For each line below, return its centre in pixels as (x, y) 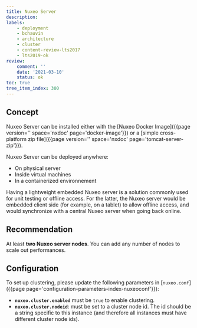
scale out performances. (36, 250)
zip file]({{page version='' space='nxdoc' (78, 139)
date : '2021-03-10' (41, 72)
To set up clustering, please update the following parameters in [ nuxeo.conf (98, 283)
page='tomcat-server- (157, 139)
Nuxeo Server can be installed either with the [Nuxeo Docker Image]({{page (98, 126)
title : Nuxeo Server (32, 12)
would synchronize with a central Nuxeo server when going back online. (94, 211)
